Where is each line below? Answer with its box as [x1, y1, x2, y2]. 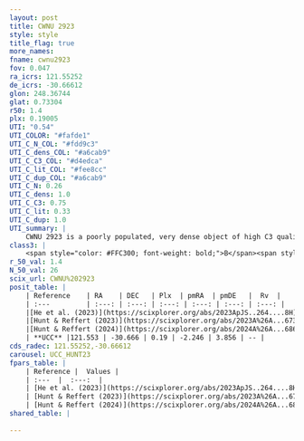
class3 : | [9, 241, 47, 250]
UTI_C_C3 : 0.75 [9, 198, 67, 208]
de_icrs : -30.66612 [9, 81, 83, 90]
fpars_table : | [9, 359, 67, 368]
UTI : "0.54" [9, 123, 54, 132]
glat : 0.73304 [9, 97, 63, 107]
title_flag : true [9, 38, 75, 48]
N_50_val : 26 [9, 266, 59, 275]
